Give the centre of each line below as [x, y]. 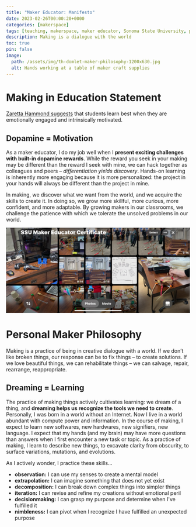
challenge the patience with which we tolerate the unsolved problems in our [97, 213]
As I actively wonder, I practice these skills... [59, 463]
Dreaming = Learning [45, 388]
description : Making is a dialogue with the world [69, 37]
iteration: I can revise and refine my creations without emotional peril [98, 493]
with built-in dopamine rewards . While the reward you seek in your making [97, 159]
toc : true [18, 43]
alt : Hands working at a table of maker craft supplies [80, 68]
